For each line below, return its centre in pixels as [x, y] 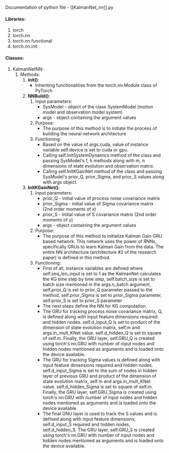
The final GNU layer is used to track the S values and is [100, 414]
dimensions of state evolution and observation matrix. [99, 166]
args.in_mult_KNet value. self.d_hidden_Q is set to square [102, 333]
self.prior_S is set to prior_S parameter [82, 300]
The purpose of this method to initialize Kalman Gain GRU [102, 236]
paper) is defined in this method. [77, 257]
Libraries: [16, 19]
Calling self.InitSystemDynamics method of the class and [102, 155]
